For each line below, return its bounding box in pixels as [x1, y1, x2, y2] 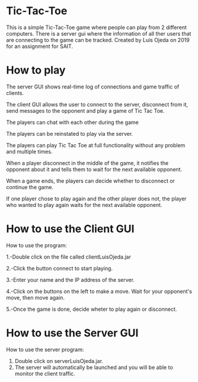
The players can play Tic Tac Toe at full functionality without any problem [6, 141, 186, 149]
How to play [6, 63, 66, 77]
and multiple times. [6, 148, 53, 155]
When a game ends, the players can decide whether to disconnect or [6, 177, 175, 184]
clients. [6, 89, 24, 96]
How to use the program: [6, 241, 67, 249]
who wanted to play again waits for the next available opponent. [6, 201, 162, 208]
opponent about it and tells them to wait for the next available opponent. [6, 165, 183, 173]
